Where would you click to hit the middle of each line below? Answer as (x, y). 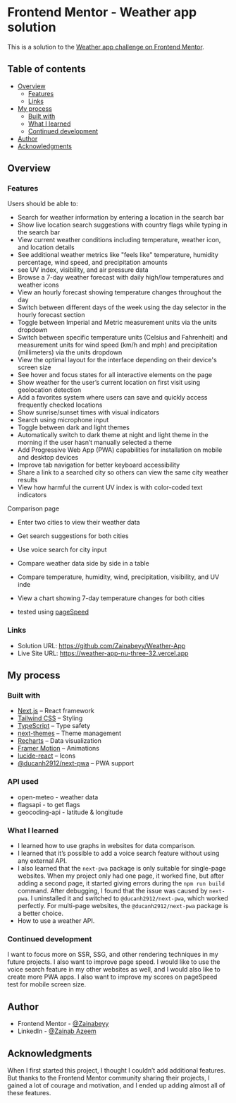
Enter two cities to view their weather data (79, 523)
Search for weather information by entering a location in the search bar (120, 217)
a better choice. (40, 913)
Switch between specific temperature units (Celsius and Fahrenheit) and (122, 338)
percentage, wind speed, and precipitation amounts (92, 263)
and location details (46, 247)
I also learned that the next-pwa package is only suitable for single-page (122, 869)
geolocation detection (49, 390)
